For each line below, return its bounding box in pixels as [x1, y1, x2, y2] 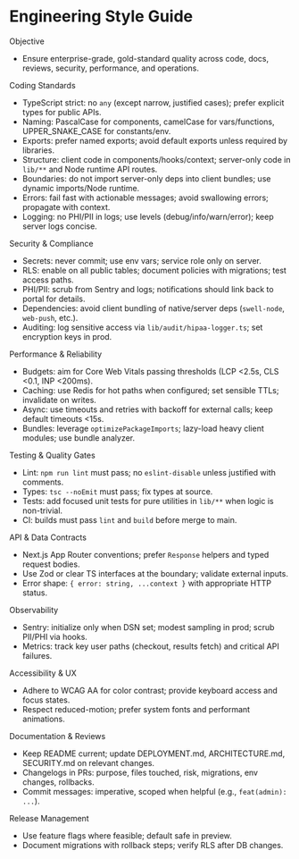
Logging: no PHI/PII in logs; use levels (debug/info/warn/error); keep [21, 211, 274, 222]
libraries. [21, 145, 55, 156]
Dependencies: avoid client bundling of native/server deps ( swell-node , [21, 302, 286, 314]
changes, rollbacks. [21, 776, 96, 787]
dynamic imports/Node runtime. [21, 182, 140, 193]
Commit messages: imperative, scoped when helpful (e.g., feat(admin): [21, 786, 287, 796]
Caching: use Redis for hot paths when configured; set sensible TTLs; [21, 384, 279, 395]
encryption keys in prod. [21, 331, 112, 341]
